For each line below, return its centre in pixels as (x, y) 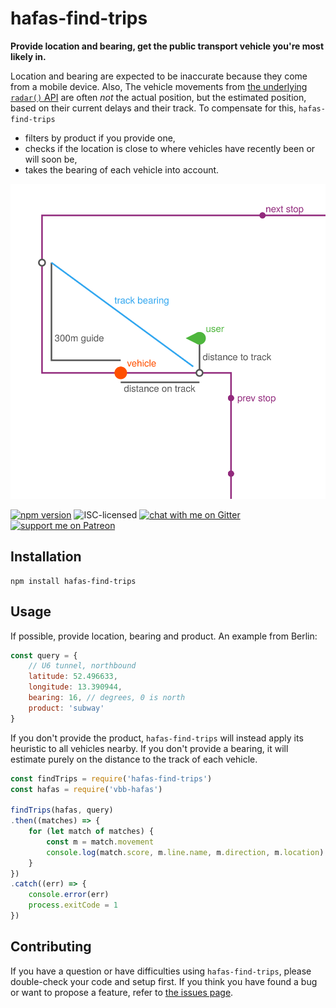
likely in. (28, 56)
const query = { (44, 655)
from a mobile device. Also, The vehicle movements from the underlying (159, 86)
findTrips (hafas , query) (62, 810)
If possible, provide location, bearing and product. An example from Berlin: (164, 636)
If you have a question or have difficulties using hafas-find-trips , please (161, 971)
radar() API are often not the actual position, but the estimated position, (158, 97)
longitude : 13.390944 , (75, 687)
